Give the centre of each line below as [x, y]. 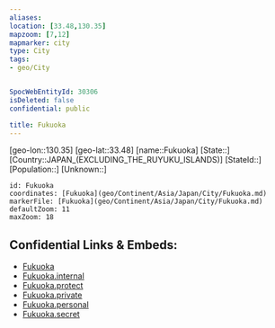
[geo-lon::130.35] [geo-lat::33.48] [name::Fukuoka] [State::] [120, 150]
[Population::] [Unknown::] [58, 169]
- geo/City [30, 68]
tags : [19, 59]
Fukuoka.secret [51, 315]
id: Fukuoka [31, 186]
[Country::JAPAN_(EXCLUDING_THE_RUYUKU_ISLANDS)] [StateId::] [136, 160]
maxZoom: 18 [31, 217]
